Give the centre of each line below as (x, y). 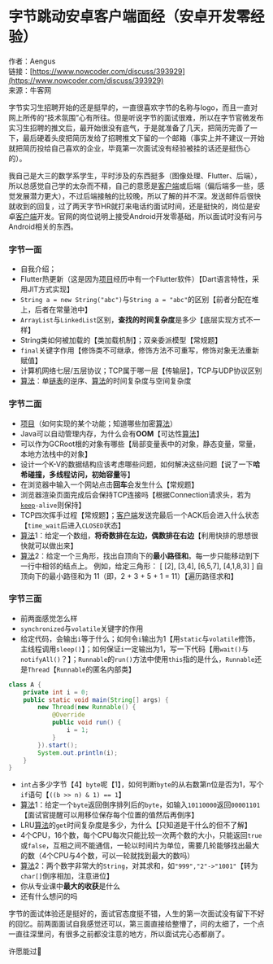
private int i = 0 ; (56, 692)
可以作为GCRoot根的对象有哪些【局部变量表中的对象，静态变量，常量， (140, 444)
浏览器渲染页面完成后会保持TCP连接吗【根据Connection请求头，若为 (136, 494)
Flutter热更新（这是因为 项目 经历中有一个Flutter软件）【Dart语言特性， (136, 279)
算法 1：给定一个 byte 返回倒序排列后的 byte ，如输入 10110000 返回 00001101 (140, 805)
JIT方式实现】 (51, 289)
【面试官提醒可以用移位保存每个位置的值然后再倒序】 (109, 815)
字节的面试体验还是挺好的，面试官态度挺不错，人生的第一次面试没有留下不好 (136, 914)
